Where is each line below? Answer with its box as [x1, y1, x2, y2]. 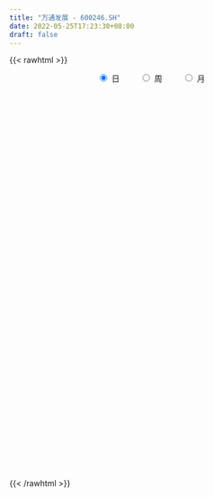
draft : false [9, 30, 58, 39]
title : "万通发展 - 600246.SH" [9, 13, 121, 23]
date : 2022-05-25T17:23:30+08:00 [9, 22, 135, 31]
